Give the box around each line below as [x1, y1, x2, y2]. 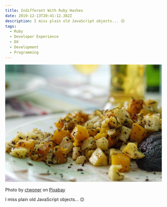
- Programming [9, 50, 39, 55]
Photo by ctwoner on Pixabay [5, 187, 66, 193]
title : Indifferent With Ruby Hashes [5, 8, 83, 13]
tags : [5, 24, 16, 29]
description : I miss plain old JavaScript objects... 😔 [5, 18, 125, 23]
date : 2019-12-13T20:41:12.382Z [5, 13, 72, 18]
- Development [9, 45, 39, 50]
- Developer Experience [9, 34, 59, 39]
